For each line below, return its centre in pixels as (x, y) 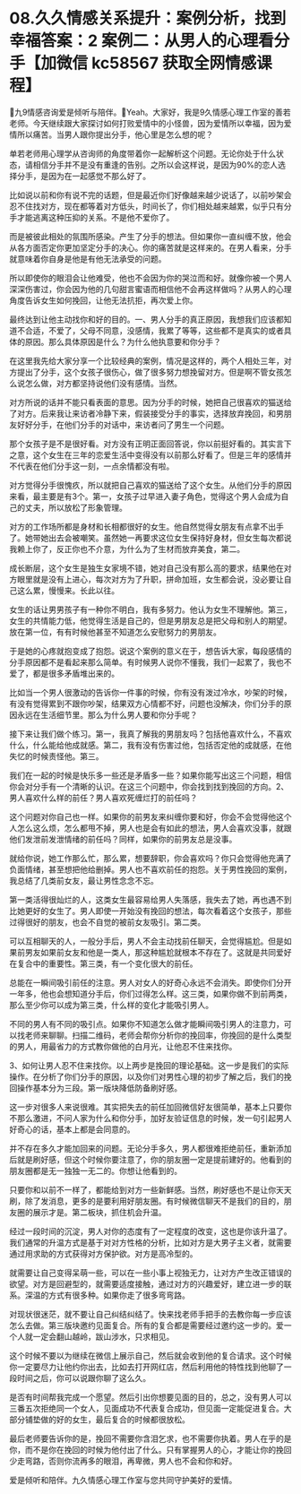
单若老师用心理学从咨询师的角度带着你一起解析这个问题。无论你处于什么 (142, 153)
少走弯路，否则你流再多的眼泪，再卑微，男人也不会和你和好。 (123, 1461)
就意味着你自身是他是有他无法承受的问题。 (88, 259)
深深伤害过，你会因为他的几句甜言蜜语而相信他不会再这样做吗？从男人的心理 (150, 289)
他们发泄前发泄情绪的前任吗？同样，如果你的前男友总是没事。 (123, 839)
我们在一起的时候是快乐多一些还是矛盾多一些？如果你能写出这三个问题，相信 (150, 775)
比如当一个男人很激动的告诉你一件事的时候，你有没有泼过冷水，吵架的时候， (150, 692)
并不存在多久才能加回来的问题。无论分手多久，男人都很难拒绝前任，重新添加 (150, 1148)
